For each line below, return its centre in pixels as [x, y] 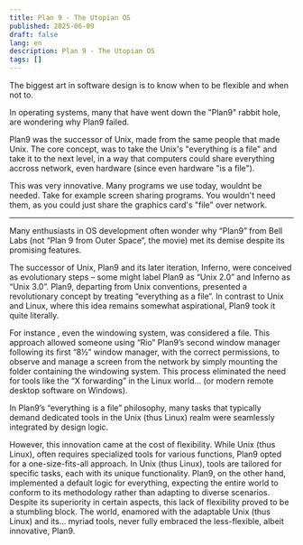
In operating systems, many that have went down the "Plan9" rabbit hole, [145, 112]
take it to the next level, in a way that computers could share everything [142, 158]
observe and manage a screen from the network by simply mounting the [143, 361]
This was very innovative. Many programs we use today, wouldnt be [136, 185]
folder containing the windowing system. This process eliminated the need [148, 371]
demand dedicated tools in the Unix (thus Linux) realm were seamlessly [142, 417]
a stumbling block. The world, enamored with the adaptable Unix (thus [140, 512]
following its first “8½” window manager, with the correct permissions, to [145, 352]
